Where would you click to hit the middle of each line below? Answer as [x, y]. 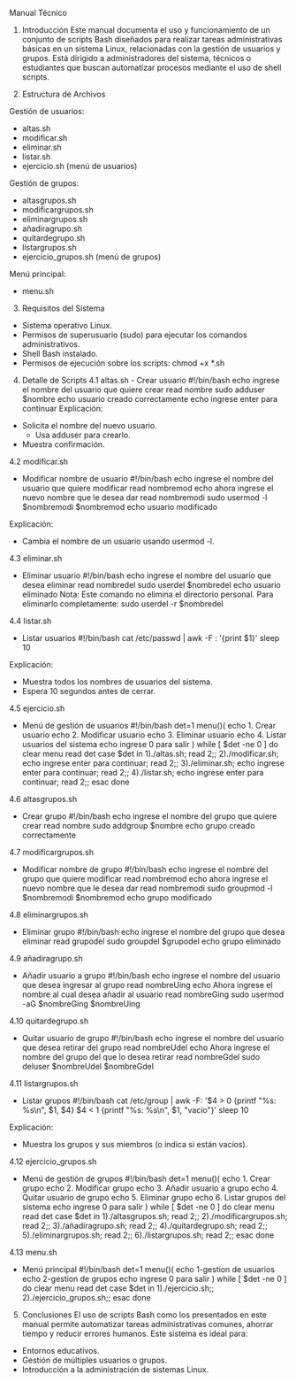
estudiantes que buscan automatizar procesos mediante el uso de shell [152, 67]
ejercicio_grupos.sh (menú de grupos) [91, 257]
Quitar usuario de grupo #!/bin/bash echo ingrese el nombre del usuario [153, 1038]
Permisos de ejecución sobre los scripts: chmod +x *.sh [123, 363]
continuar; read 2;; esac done [76, 782]
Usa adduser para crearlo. [83, 435]
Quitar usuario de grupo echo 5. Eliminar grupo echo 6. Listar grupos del [154, 1197]
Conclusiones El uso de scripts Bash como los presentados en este [144, 1315]
